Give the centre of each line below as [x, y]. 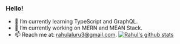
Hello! [15, 8]
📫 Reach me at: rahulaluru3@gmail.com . [66, 35]
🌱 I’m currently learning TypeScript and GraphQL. [76, 22]
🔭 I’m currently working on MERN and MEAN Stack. [78, 28]
